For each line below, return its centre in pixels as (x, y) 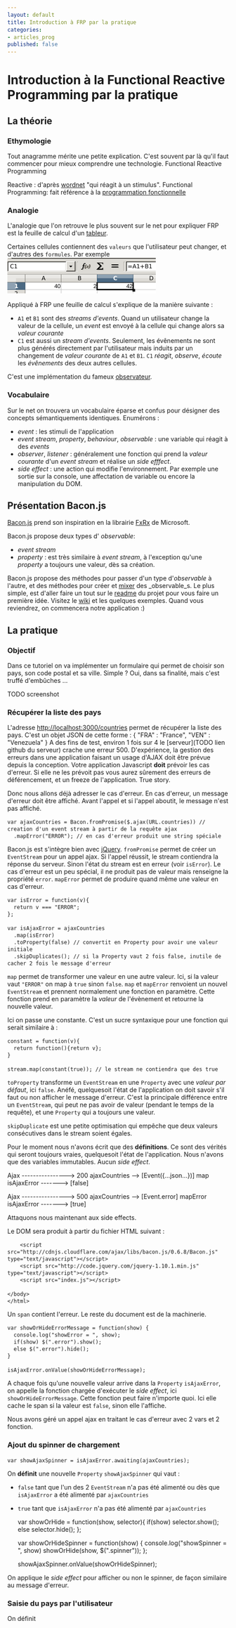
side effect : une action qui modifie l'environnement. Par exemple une (118, 469)
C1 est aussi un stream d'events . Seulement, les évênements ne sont (116, 341)
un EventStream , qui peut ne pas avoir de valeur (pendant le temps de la (111, 1105)
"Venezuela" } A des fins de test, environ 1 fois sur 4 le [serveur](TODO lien (116, 743)
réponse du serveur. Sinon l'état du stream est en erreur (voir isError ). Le (114, 864)
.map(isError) (34, 936)
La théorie (30, 121)
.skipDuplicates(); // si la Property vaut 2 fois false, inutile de (117, 957)
